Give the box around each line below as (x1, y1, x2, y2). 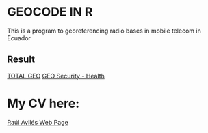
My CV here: (7, 95, 80, 111)
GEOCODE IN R (7, 4, 93, 20)
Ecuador (7, 33, 31, 42)
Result (7, 54, 36, 65)
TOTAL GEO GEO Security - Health (7, 72, 105, 80)
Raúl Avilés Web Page (7, 118, 68, 126)
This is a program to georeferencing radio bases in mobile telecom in (7, 27, 202, 35)
